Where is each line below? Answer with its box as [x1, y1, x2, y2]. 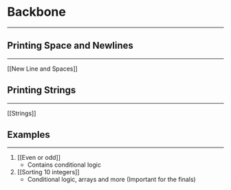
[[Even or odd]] [16, 154, 60, 162]
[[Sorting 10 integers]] [16, 168, 80, 176]
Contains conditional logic [27, 161, 102, 169]
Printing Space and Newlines [7, 40, 134, 51]
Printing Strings [7, 84, 76, 96]
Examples [7, 128, 50, 141]
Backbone [7, 4, 67, 20]
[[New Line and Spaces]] [7, 64, 78, 73]
